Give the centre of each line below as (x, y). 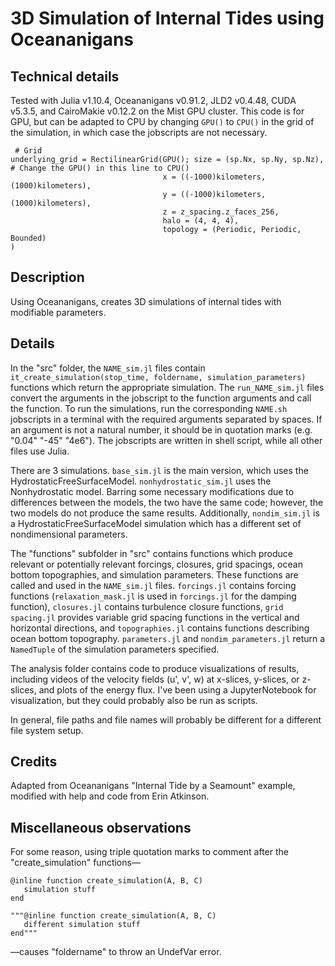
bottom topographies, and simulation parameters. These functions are (154, 574)
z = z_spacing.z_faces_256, (221, 212)
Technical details (65, 76)
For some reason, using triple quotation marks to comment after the (149, 852)
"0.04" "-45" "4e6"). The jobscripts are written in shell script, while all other (166, 440)
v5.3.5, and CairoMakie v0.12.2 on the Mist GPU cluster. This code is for (157, 111)
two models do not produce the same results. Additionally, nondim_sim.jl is (165, 513)
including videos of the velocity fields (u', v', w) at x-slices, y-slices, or (155, 679)
